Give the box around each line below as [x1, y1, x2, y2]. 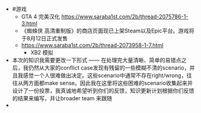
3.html [21, 20, 38, 27]
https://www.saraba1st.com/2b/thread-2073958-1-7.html [21, 42, 164, 49]
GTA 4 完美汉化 [21, 13, 60, 20]
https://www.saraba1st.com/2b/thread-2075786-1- [61, 13, 189, 20]
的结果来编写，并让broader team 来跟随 [12, 95, 112, 102]
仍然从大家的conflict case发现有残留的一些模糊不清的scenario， [28, 64, 190, 71]
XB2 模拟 [30, 49, 54, 56]
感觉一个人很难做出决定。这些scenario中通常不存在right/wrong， [23, 72, 187, 79]
